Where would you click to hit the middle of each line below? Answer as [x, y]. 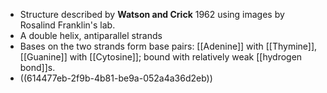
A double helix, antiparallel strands [91, 35]
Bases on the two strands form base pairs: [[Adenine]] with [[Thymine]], [168, 46]
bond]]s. [37, 67]
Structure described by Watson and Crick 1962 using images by [152, 14]
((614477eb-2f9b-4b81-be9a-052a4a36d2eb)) [116, 78]
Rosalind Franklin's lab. [67, 25]
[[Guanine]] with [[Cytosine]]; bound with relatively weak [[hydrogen [161, 57]
